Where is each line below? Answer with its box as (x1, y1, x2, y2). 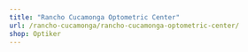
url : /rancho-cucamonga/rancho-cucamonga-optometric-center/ (9, 21, 240, 30)
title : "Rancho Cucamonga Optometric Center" (9, 12, 180, 22)
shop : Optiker (9, 29, 62, 38)
